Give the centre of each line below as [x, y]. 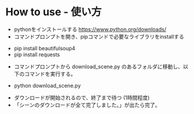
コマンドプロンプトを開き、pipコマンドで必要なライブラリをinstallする [99, 36]
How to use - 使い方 [54, 12]
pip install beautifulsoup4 [45, 48]
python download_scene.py [47, 85]
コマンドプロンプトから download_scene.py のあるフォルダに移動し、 [98, 66]
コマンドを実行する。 [50, 74]
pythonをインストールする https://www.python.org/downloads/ [90, 29]
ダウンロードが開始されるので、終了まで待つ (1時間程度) [82, 98]
